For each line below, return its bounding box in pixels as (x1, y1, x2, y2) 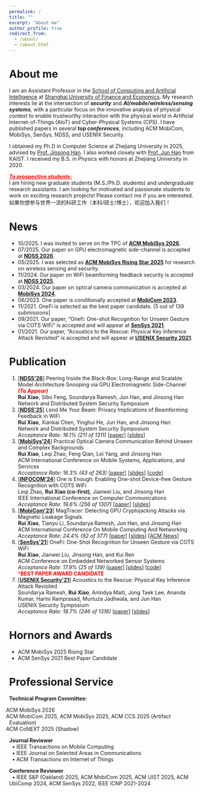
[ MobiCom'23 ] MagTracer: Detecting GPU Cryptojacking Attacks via (17, 507, 185, 514)
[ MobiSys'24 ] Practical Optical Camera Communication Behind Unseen (17, 437, 193, 445)
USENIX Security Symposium (17, 601, 89, 609)
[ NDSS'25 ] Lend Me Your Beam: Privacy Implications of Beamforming (17, 406, 188, 413)
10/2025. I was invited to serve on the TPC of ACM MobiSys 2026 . (17, 240, 181, 247)
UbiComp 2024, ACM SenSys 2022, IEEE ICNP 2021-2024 (9, 779, 151, 786)
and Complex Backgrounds (17, 444, 84, 451)
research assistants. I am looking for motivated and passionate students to (9, 185, 190, 193)
